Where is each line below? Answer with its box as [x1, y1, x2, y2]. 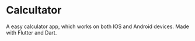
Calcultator [6, 4, 62, 17]
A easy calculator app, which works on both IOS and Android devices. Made [6, 23, 190, 30]
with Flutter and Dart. [6, 29, 57, 36]
